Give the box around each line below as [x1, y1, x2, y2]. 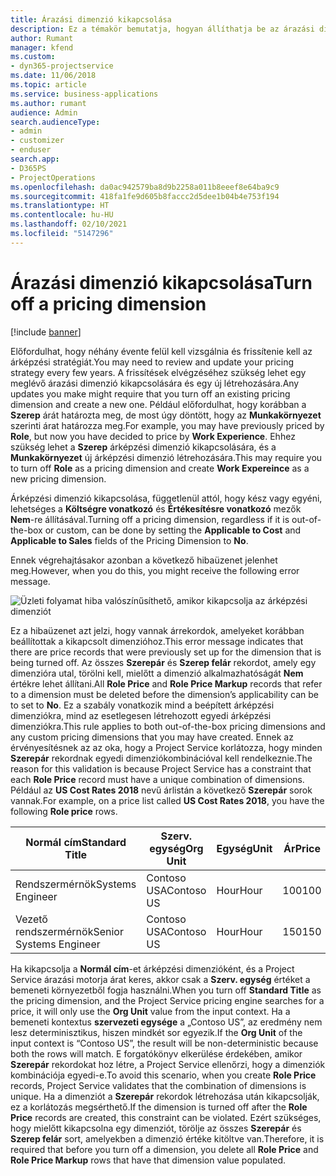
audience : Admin [10, 107, 78, 118]
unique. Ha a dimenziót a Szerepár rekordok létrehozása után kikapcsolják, [10, 1090, 320, 1102]
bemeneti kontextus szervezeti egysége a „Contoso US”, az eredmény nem [10, 1016, 323, 1028]
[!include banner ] [10, 326, 82, 338]
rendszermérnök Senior [15, 924, 124, 938]
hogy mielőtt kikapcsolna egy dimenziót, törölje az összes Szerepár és [10, 1122, 302, 1134]
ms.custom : [10, 52, 56, 62]
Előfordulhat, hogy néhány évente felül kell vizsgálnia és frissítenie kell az [10, 345, 313, 357]
